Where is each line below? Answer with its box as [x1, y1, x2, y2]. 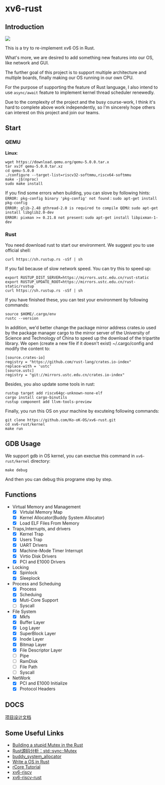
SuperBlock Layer [19, 630, 56, 636]
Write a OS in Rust [12, 758, 49, 764]
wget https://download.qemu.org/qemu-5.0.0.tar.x [5, 159, 110, 165]
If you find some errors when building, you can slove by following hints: [5, 190, 151, 196]
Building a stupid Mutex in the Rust [12, 742, 83, 748]
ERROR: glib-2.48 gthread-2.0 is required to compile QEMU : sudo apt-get [5, 205, 158, 211]
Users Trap [19, 536, 43, 542]
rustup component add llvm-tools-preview [5, 399, 92, 404]
